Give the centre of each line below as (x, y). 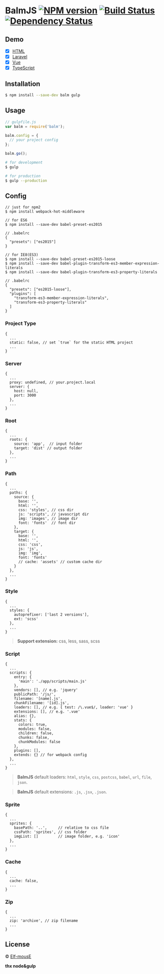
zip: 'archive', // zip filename (44, 921)
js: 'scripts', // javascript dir (54, 514)
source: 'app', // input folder (48, 444)
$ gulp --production (26, 180)
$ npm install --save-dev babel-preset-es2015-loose (60, 259)
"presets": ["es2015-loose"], (40, 290)
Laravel (20, 57)
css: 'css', (30, 544)
